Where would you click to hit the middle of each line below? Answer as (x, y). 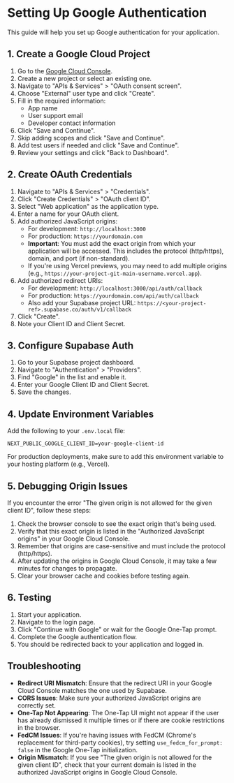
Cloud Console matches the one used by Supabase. (92, 690)
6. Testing (29, 598)
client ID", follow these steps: (49, 510)
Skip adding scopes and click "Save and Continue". (91, 138)
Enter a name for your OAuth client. (68, 214)
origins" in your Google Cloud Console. (74, 539)
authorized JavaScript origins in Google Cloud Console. (97, 772)
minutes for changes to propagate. (67, 568)
